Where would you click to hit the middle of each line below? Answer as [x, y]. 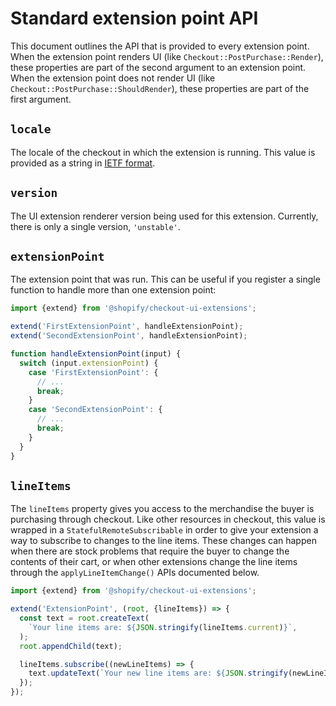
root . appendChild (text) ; [71, 646]
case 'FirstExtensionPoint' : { [93, 372]
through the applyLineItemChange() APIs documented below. [135, 573]
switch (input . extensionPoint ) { [89, 363]
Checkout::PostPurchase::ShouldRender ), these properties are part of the [160, 88]
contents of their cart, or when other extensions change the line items [154, 562]
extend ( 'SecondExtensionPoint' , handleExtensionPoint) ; [129, 336]
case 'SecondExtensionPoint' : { [95, 410]
